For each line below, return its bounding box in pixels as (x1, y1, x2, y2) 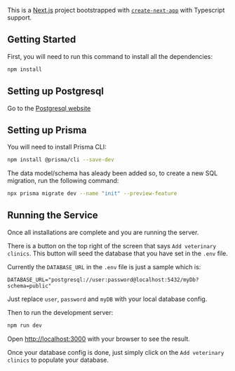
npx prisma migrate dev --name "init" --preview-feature (7, 190, 177, 197)
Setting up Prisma (7, 124, 87, 136)
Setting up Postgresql (7, 86, 104, 97)
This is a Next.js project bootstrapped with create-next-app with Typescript (7, 6, 225, 14)
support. (7, 13, 32, 22)
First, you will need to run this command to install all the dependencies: (7, 52, 213, 60)
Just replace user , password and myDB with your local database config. (7, 295, 208, 303)
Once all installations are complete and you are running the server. (7, 228, 199, 236)
